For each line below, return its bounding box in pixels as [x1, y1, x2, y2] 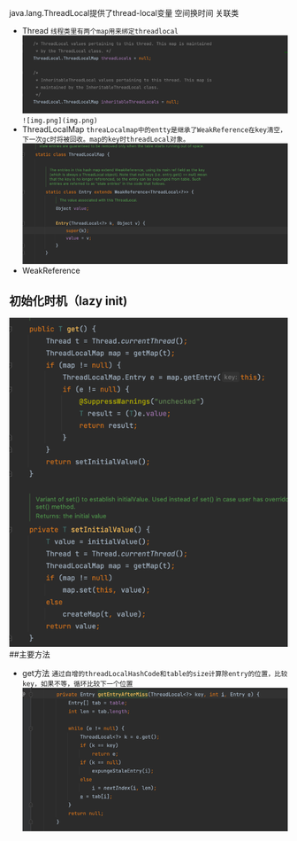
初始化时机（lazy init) [9, 293, 128, 308]
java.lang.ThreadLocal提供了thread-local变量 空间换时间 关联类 [9, 8, 240, 18]
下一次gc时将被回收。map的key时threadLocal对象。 [21, 136, 190, 144]
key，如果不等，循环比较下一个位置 [21, 679, 133, 689]
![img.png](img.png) [21, 116, 98, 126]
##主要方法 [9, 649, 50, 659]
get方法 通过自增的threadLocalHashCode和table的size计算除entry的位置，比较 [21, 667, 288, 678]
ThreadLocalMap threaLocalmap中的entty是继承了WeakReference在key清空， [21, 124, 287, 135]
